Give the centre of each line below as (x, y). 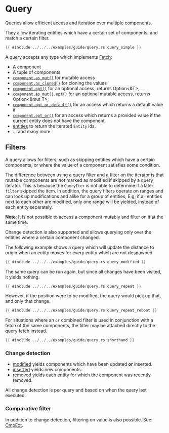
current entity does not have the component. (59, 121)
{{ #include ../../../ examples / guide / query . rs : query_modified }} (75, 262)
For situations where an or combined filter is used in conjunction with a (79, 320)
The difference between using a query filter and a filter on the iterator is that (85, 175)
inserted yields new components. (47, 370)
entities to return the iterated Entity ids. (54, 126)
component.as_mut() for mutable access (54, 77)
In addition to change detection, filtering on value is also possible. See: (79, 420)
